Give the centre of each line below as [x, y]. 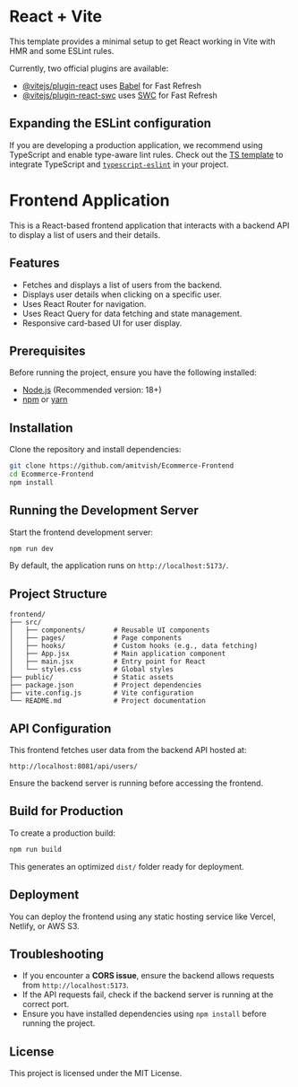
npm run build [36, 849]
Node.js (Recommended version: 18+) [92, 390]
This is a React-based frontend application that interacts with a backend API [149, 225]
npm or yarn [45, 399]
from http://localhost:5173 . [76, 986]
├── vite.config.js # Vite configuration [102, 693]
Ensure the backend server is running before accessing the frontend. [136, 784]
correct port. [46, 1004]
